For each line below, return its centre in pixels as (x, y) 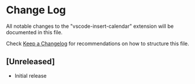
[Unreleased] (31, 62)
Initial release (30, 75)
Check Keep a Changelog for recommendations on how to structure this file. (98, 43)
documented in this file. (34, 32)
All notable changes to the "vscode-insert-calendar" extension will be (90, 26)
